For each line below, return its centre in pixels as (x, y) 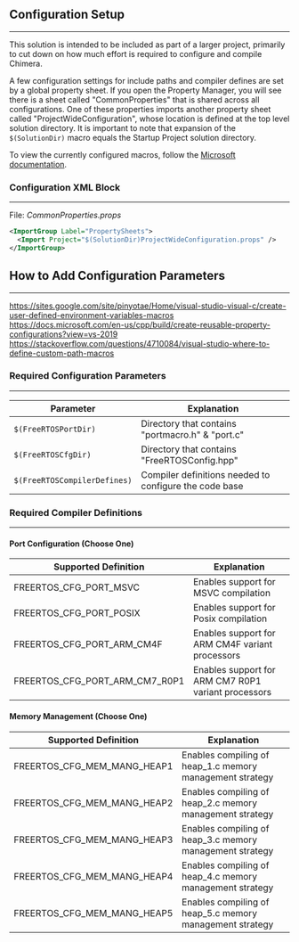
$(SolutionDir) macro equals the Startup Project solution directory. (133, 137)
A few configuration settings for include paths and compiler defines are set (147, 80)
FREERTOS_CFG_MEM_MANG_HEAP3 (93, 840)
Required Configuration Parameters (88, 376)
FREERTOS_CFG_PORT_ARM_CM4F (88, 644)
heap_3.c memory (220, 840)
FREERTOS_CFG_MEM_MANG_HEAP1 (93, 766)
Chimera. (26, 63)
